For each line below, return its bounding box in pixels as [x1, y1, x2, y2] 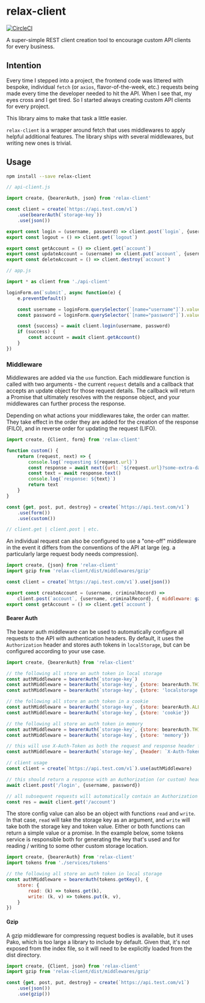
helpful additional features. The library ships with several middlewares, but [6, 132, 194, 140]
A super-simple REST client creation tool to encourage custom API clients [6, 36, 191, 43]
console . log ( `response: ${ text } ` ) [28, 476, 116, 482]
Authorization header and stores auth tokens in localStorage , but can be [6, 641, 190, 648]
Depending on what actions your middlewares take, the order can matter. [6, 412, 190, 419]
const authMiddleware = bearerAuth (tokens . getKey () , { [6, 877, 149, 883]
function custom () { [6, 447, 59, 454]
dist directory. [6, 951, 41, 958]
